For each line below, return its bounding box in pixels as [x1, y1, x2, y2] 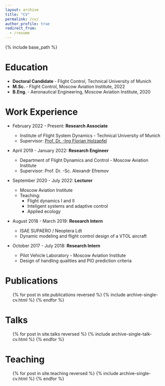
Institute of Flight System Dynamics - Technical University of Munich [19, 132, 161, 138]
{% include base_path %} [5, 44, 58, 50]
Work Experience [5, 106, 78, 118]
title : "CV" [5, 12, 30, 17]
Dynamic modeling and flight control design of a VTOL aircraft [19, 233, 147, 239]
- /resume [9, 30, 30, 35]
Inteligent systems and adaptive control [27, 203, 108, 209]
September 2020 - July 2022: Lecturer [12, 177, 93, 183]
